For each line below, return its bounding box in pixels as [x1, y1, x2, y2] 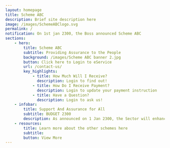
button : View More [23, 135, 62, 140]
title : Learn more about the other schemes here [23, 126, 128, 131]
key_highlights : [23, 69, 58, 74]
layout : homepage [5, 7, 42, 13]
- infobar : [14, 102, 37, 107]
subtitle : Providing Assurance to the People [23, 50, 121, 55]
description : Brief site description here [5, 17, 96, 22]
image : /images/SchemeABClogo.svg [5, 21, 78, 27]
